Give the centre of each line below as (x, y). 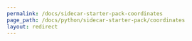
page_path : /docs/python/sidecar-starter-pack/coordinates (96, 20)
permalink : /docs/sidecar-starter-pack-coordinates (85, 14)
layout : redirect (32, 26)
